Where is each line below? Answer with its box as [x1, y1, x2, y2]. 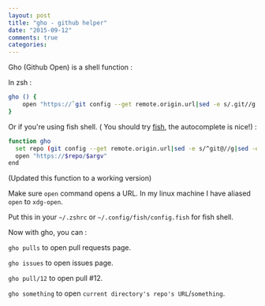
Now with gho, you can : [8, 228, 88, 237]
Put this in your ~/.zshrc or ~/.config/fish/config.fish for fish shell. [8, 212, 234, 222]
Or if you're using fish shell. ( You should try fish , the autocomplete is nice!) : [8, 121, 257, 131]
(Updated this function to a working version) [8, 174, 152, 183]
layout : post [8, 11, 51, 20]
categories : [8, 41, 47, 49]
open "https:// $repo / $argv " [15, 151, 108, 160]
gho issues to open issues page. [8, 258, 114, 268]
